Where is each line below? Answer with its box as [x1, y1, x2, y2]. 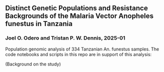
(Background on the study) [5, 61, 61, 67]
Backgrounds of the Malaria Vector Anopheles [5, 12, 154, 20]
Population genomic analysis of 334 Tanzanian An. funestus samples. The [5, 46, 159, 52]
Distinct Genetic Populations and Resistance [5, 4, 148, 12]
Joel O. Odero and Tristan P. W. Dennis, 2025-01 [5, 34, 126, 41]
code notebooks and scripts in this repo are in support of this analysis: [5, 51, 152, 57]
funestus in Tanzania [5, 19, 73, 28]
